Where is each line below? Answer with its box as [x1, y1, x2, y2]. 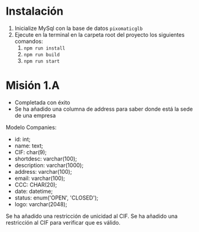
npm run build [23, 51, 60, 58]
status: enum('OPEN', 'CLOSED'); [14, 194, 99, 201]
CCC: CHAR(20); [14, 181, 58, 188]
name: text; [14, 142, 43, 149]
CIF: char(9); [14, 148, 47, 155]
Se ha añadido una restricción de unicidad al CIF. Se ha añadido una [6, 212, 178, 220]
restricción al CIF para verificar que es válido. [6, 219, 121, 226]
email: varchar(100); [14, 174, 66, 182]
